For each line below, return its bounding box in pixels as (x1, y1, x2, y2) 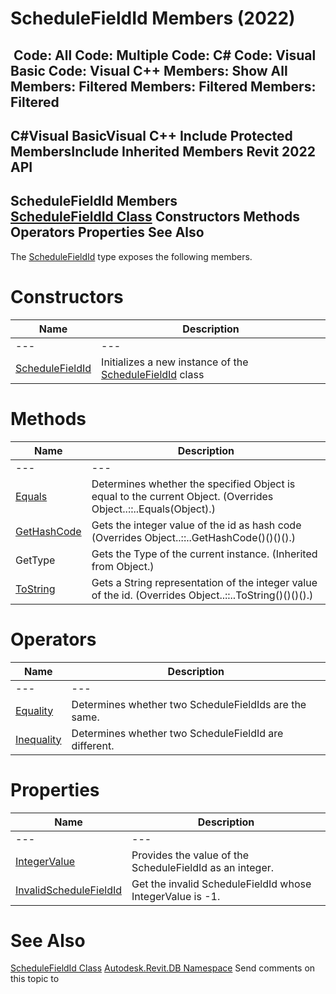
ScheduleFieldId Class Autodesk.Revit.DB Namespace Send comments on (10, 962, 316, 974)
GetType (15, 553, 56, 567)
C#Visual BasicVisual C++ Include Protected (10, 127, 293, 144)
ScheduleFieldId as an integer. (131, 860, 275, 874)
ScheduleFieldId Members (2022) (10, 7, 296, 30)
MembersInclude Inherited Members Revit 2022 (10, 143, 316, 160)
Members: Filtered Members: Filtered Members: (10, 78, 317, 95)
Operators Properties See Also (10, 224, 205, 241)
